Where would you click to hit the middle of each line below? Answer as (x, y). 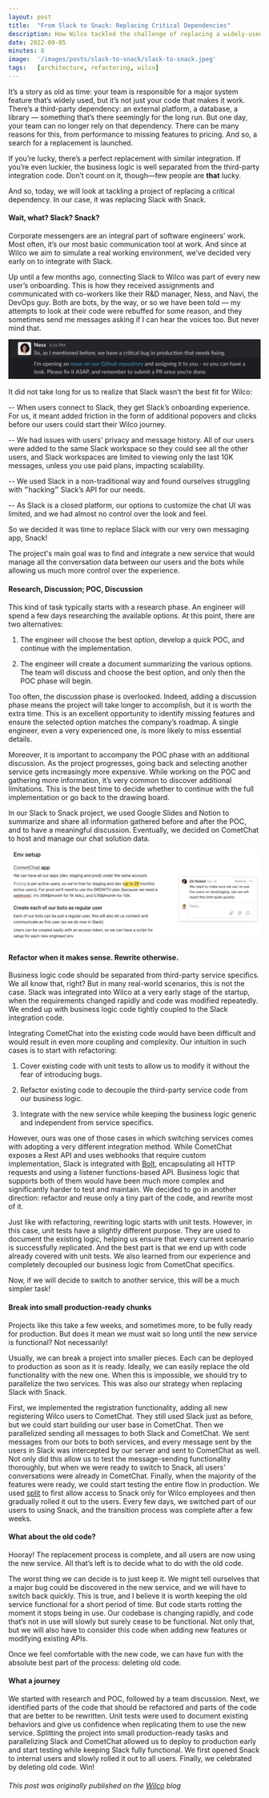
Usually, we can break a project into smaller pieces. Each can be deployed (131, 1358)
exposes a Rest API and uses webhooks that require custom (107, 1156)
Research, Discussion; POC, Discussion (76, 589)
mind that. (25, 328)
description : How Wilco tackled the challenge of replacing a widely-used (136, 34)
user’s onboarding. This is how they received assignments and (111, 286)
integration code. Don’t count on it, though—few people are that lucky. (125, 175)
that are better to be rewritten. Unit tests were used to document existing (128, 1715)
